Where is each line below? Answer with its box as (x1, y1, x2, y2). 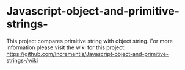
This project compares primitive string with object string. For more (6, 37, 173, 44)
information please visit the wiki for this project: (6, 44, 126, 51)
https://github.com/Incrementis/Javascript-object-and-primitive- (6, 50, 169, 57)
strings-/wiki (6, 57, 38, 64)
